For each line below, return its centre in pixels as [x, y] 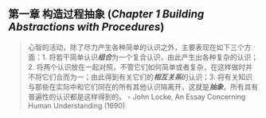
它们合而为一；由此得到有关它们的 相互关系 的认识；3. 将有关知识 [147, 77]
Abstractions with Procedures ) [86, 27]
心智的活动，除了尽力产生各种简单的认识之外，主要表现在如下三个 [136, 47]
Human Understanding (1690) [76, 105]
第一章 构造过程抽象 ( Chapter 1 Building [106, 14]
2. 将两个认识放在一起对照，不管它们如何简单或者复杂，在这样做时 [137, 67]
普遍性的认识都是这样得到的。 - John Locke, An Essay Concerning [137, 97]
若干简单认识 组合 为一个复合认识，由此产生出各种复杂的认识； [157, 57]
